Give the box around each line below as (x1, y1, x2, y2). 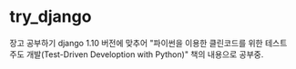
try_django (9, 6, 92, 27)
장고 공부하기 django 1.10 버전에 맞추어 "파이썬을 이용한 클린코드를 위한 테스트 (9, 37, 288, 48)
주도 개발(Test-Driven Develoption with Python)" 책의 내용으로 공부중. (9, 48, 264, 60)
